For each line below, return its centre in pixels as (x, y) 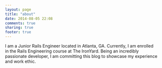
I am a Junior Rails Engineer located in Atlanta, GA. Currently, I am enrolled (79, 46)
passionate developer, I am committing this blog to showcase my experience (81, 56)
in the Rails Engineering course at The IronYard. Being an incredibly (72, 51)
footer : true (18, 32)
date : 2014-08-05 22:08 (29, 18)
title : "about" (20, 14)
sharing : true (19, 28)
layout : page (18, 9)
